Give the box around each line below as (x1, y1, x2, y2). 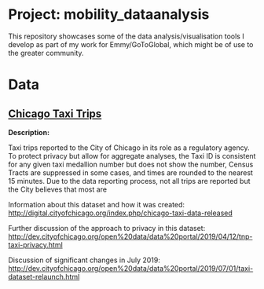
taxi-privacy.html (8, 240, 63, 249)
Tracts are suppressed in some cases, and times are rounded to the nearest (8, 167, 254, 177)
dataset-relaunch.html (8, 272, 80, 281)
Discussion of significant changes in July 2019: (8, 255, 161, 265)
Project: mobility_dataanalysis (8, 5, 210, 24)
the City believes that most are (8, 185, 108, 194)
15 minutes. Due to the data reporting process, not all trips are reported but (8, 176, 251, 185)
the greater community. (8, 48, 84, 57)
